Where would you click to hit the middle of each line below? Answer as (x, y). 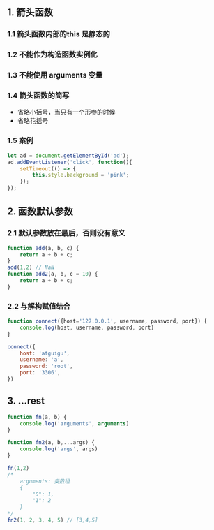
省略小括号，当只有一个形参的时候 (66, 112)
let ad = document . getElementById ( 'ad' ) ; (68, 156)
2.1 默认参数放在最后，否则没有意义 (66, 233)
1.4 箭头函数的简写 (38, 96)
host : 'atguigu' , (45, 353)
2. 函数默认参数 (40, 212)
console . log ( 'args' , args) (59, 449)
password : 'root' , (46, 366)
